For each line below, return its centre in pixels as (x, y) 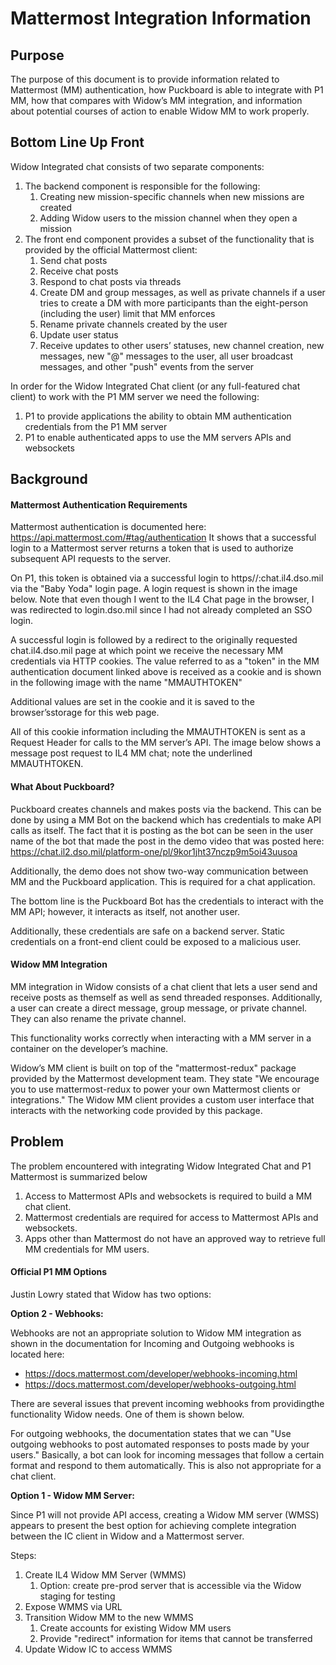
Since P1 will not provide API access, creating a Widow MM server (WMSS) (165, 1514)
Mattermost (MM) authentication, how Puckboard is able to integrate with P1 (167, 90)
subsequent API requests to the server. (91, 559)
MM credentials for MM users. (87, 1249)
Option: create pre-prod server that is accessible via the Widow (170, 1585)
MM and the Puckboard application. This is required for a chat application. (163, 881)
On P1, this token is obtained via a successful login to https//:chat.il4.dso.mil (167, 578)
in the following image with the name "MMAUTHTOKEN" (126, 683)
